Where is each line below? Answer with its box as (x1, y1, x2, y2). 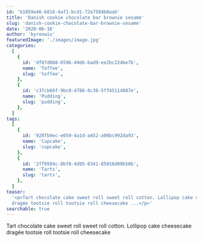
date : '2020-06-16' (6, 25, 56, 32)
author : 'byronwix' (6, 31, 56, 38)
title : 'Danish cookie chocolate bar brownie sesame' (6, 15, 145, 21)
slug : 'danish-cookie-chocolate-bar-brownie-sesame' (6, 20, 142, 26)
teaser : (6, 189, 26, 195)
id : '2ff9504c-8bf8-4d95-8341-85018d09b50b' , (22, 161, 139, 167)
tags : (6, 116, 20, 122)
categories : (6, 43, 36, 49)
